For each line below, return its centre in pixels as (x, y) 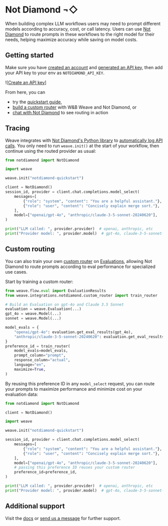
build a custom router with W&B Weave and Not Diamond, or (74, 107)
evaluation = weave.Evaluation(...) (43, 309)
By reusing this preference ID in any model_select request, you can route (80, 383)
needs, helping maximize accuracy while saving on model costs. (71, 40)
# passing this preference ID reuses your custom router (75, 467)
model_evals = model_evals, (41, 351)
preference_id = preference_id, (46, 472)
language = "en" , (30, 365)
